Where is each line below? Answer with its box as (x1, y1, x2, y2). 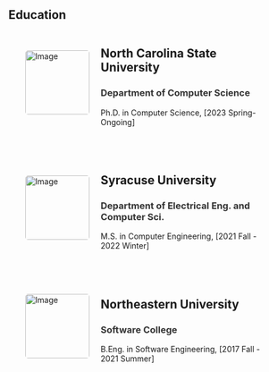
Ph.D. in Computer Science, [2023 (100, 107, 227, 118)
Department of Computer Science (100, 87, 251, 99)
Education (8, 7, 67, 22)
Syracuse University (100, 173, 217, 188)
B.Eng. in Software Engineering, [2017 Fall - (100, 344, 261, 355)
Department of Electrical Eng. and (100, 199, 251, 212)
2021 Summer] (100, 353, 155, 364)
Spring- (228, 107, 256, 118)
